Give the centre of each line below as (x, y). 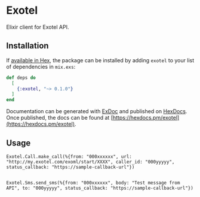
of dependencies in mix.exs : (41, 66)
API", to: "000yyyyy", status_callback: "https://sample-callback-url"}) (100, 188)
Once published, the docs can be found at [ (60, 118)
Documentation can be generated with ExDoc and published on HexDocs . (97, 111)
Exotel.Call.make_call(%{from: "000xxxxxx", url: (69, 156)
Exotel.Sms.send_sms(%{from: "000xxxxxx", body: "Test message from (93, 183)
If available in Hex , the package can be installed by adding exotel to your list (100, 60)
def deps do (21, 78)
